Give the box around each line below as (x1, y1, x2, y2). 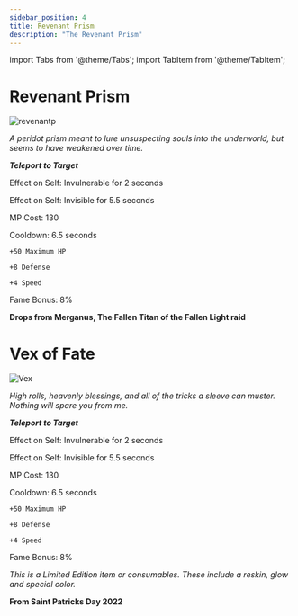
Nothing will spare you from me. (9, 400, 129, 411)
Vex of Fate (9, 344, 96, 364)
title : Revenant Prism (9, 22, 95, 31)
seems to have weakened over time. (9, 143, 144, 154)
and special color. (9, 579, 77, 590)
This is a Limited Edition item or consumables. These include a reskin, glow (9, 569, 289, 580)
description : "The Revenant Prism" (9, 30, 143, 39)
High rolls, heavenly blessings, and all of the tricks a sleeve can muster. (9, 390, 276, 401)
